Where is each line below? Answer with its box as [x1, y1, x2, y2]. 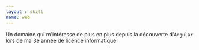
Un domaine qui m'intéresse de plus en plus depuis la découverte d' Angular [5, 30, 194, 37]
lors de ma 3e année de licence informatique [5, 37, 117, 44]
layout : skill [5, 8, 44, 15]
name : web [5, 14, 31, 20]
